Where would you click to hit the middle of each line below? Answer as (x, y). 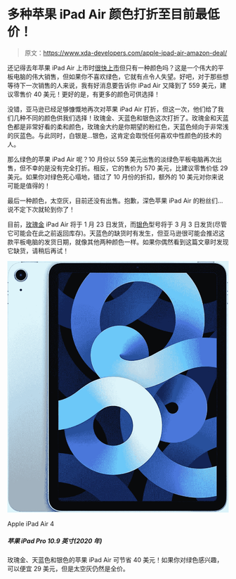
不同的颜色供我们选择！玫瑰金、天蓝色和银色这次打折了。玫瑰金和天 (124, 117)
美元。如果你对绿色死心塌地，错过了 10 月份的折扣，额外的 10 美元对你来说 (116, 177)
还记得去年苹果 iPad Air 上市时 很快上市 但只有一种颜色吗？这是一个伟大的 (112, 68)
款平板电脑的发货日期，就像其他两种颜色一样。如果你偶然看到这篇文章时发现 (118, 242)
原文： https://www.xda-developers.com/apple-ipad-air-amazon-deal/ (126, 53)
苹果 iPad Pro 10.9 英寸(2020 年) (55, 541)
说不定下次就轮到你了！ (41, 209)
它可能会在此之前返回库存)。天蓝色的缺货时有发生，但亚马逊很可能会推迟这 (116, 233)
